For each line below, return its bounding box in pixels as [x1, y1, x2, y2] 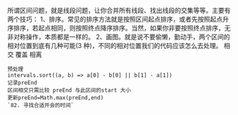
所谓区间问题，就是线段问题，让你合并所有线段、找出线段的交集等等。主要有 [7, 6, 231, 14]
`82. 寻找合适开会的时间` [7, 102, 74, 109]
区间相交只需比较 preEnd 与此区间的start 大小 [7, 87, 131, 94]
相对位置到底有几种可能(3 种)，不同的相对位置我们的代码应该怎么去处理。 [7, 42, 222, 49]
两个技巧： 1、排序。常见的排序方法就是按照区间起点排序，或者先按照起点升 [7, 15, 229, 23]
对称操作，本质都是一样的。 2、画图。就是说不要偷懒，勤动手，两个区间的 [13, 32, 230, 41]
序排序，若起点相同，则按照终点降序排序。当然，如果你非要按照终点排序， [7, 24, 225, 32]
